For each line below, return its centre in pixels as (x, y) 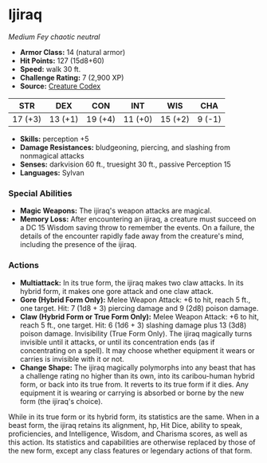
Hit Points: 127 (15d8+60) (62, 61)
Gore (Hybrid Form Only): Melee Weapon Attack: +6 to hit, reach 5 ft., (135, 300)
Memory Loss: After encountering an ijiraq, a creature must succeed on (138, 219)
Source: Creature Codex (60, 86)
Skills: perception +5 (54, 139)
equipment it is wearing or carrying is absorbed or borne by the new (132, 393)
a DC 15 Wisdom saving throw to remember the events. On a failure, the (137, 228)
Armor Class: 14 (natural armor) (73, 52)
